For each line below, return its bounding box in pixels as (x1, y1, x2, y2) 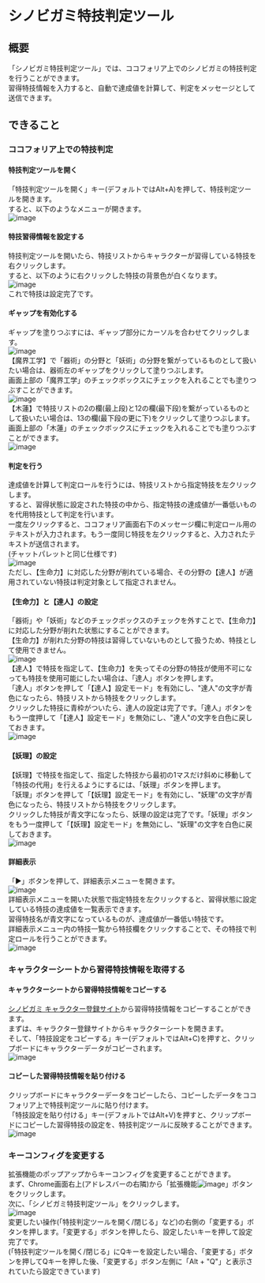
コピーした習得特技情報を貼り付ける (8, 1071, 126, 1081)
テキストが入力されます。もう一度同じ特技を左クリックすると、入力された (8, 530, 249, 539)
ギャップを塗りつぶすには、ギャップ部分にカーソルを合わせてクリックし (8, 327, 244, 336)
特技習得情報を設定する (8, 232, 84, 242)
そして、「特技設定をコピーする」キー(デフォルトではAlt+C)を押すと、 (8, 1034, 235, 1043)
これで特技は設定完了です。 (8, 289, 98, 298)
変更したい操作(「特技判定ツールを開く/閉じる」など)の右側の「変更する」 (8, 1217, 248, 1227)
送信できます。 (8, 93, 57, 103)
